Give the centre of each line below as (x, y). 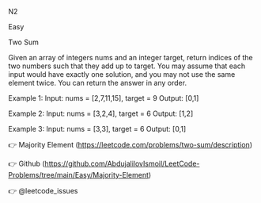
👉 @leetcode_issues (43, 191)
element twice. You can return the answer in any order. (98, 83)
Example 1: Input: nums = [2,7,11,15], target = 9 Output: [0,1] (104, 98)
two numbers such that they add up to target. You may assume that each (127, 66)
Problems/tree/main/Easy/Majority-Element (78, 175)
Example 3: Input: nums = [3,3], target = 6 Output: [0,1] (97, 129)
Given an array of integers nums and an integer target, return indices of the (130, 57)
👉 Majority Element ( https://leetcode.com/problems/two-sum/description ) (130, 145)
